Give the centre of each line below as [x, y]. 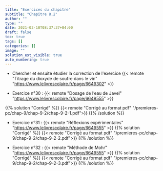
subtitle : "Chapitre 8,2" [31, 14]
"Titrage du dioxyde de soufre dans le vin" [55, 79]
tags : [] [14, 42]
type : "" [14, 23]
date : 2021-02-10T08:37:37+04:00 [39, 28]
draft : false [18, 32]
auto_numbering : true [27, 60]
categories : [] [20, 46]
